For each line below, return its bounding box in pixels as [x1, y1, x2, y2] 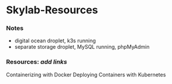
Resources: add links [6, 58, 67, 66]
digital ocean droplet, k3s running [14, 37, 97, 44]
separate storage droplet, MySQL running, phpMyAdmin [14, 43, 150, 50]
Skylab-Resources [6, 3, 98, 17]
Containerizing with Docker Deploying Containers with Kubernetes [6, 71, 166, 78]
